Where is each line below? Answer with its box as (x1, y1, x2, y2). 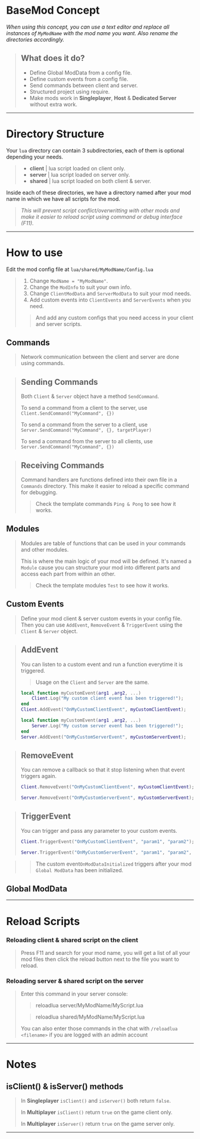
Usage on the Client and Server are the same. (35, 679, 149, 686)
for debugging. (20, 489, 58, 496)
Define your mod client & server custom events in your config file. (20, 615, 182, 622)
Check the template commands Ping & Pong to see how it (35, 500, 176, 508)
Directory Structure (6, 127, 105, 141)
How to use (6, 245, 63, 259)
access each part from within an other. (20, 570, 116, 577)
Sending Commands (20, 376, 98, 387)
